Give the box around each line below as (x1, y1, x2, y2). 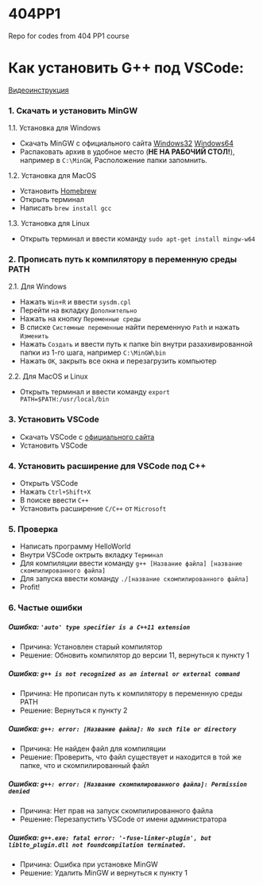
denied (8, 787, 30, 795)
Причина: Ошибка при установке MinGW (19, 860, 159, 869)
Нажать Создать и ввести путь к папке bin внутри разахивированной (19, 340, 253, 349)
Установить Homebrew (19, 186, 97, 196)
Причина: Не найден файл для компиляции (19, 744, 166, 754)
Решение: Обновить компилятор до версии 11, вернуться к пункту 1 (19, 650, 250, 660)
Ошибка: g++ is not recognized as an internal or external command (8, 669, 240, 678)
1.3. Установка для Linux (8, 219, 90, 228)
